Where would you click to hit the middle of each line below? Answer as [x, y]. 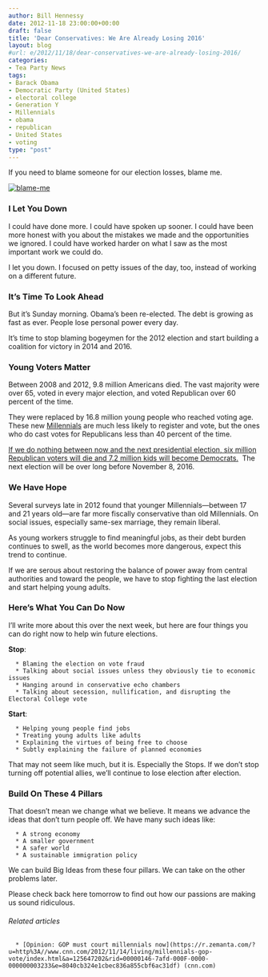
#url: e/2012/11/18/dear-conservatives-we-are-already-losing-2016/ [125, 53]
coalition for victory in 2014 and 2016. [70, 346]
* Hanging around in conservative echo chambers [98, 685]
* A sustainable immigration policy [76, 855]
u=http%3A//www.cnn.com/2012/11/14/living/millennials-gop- [111, 952]
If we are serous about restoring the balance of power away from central [128, 570]
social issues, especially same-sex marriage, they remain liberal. [114, 522]
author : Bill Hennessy [46, 16]
